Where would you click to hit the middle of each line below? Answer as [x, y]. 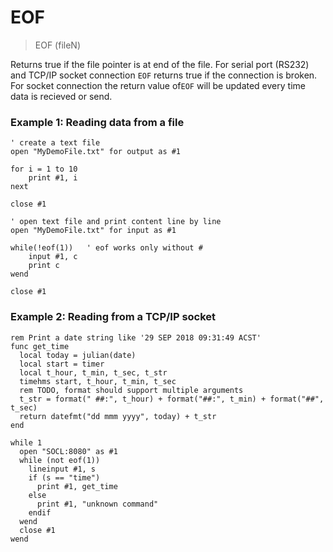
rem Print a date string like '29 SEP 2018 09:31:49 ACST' [136, 337]
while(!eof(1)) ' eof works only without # [106, 248]
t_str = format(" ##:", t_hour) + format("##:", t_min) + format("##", [172, 399]
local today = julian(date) [78, 355]
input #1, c [53, 257]
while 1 [26, 442]
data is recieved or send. [61, 96]
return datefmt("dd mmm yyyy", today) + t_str [118, 416]
